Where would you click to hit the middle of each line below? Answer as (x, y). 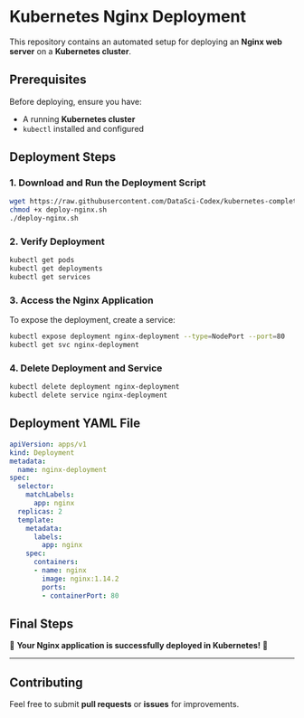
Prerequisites (48, 80)
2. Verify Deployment (57, 241)
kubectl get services (50, 278)
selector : (36, 487)
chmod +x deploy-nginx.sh (58, 210)
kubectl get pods (42, 260)
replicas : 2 (40, 511)
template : (36, 520)
